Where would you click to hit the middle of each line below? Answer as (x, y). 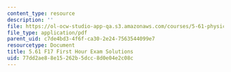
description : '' (30, 20)
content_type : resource (41, 13)
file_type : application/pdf (47, 33)
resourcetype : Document (41, 45)
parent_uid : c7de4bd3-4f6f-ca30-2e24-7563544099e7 (81, 39)
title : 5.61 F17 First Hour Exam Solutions (70, 52)
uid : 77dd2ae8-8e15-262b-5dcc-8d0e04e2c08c (70, 58)
